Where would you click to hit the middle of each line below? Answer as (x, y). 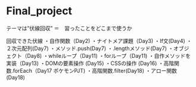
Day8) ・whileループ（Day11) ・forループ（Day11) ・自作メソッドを (108, 55)
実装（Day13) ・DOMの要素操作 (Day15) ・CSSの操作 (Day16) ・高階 (90, 63)
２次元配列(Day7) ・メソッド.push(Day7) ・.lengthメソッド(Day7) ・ (90, 48)
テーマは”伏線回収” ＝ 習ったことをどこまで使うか (69, 28)
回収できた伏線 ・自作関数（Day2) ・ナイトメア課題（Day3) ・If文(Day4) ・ (99, 41)
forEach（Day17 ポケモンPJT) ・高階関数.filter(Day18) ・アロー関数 (95, 70)
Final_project (39, 11)
